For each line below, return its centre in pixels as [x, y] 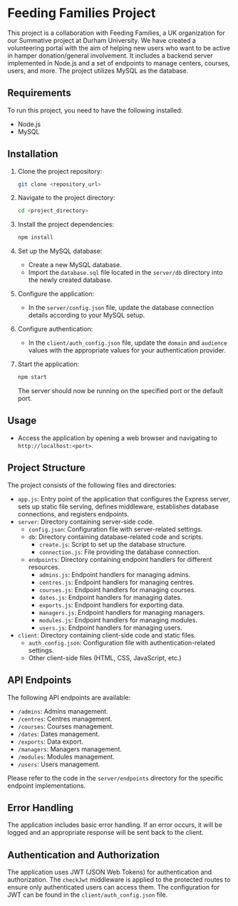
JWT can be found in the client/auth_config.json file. [88, 895]
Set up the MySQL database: [60, 251]
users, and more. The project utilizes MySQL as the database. [98, 71]
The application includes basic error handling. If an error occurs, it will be [115, 825]
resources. [44, 567]
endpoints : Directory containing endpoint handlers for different [120, 559]
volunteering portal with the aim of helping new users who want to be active [119, 48]
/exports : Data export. [51, 741]
